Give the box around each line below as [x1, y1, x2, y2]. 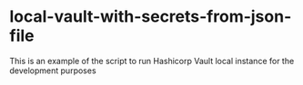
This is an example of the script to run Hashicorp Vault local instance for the [9, 55, 295, 66]
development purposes [9, 65, 97, 76]
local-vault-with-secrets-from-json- [9, 6, 292, 27]
